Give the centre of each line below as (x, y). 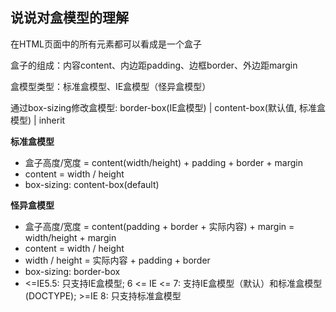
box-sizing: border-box (72, 271)
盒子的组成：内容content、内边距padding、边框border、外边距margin (154, 65)
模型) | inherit (38, 120)
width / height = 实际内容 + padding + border (117, 260)
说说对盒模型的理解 (69, 18)
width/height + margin (70, 237)
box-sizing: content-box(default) (92, 184)
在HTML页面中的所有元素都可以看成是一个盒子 (106, 44)
